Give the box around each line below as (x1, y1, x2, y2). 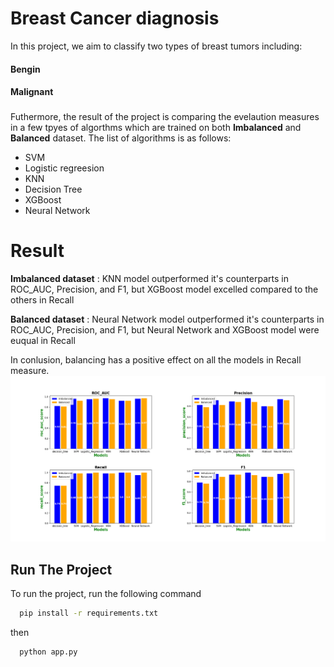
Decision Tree (24, 183, 83, 196)
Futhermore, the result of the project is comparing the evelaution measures (10, 111, 320, 123)
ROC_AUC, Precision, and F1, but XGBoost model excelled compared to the (10, 283, 319, 295)
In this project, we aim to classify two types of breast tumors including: (10, 40, 303, 52)
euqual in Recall (10, 334, 76, 346)
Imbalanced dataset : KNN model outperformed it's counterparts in (10, 272, 289, 284)
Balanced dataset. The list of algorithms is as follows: (10, 132, 232, 144)
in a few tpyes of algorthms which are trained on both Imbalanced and (10, 122, 302, 134)
